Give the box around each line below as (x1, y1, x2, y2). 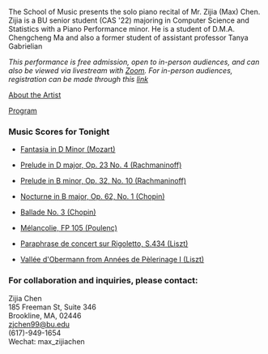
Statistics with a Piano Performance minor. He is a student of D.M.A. (8, 24, 235, 33)
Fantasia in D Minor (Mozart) (19, 145, 116, 154)
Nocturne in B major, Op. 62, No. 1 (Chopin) (19, 192, 165, 201)
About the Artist (8, 90, 62, 100)
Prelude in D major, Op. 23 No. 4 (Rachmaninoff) (19, 160, 182, 170)
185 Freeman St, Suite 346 (8, 302, 97, 312)
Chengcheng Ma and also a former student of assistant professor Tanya (8, 32, 249, 42)
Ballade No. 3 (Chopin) (19, 207, 96, 218)
